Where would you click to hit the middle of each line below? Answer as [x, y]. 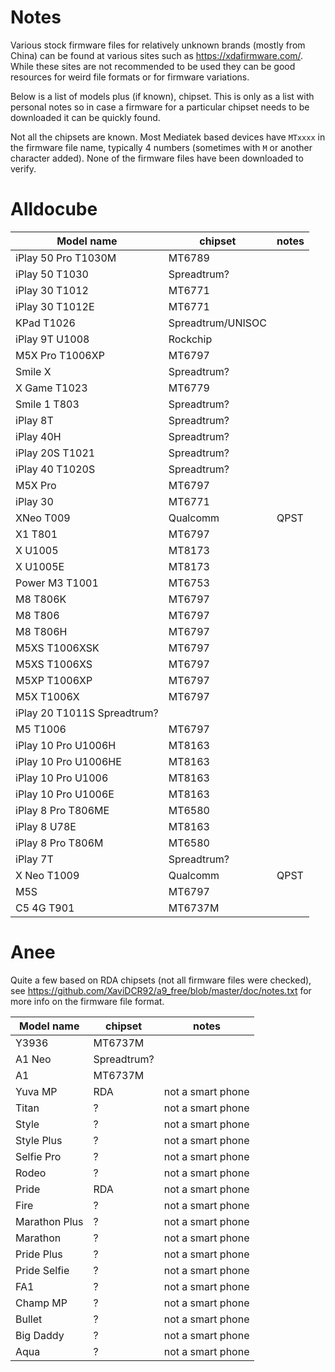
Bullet [29, 1319]
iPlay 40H [38, 436]
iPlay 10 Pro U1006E [65, 794]
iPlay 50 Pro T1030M [66, 258]
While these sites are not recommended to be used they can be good [153, 66]
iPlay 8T [34, 420]
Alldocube [54, 209]
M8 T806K [41, 599]
